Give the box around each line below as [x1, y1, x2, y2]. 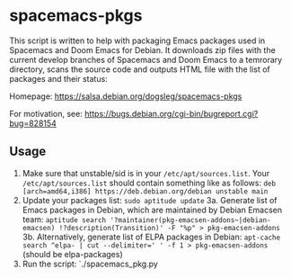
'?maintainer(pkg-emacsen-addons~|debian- [110, 215, 271, 225]
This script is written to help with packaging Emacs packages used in [9, 35, 266, 46]
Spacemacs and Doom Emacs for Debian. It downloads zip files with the [9, 44, 276, 55]
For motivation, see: [9, 108, 83, 119]
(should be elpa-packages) [22, 248, 123, 259]
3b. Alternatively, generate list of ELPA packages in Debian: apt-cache [22, 231, 281, 242]
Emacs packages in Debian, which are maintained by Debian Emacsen [22, 204, 283, 215]
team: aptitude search [22, 213, 107, 225]
